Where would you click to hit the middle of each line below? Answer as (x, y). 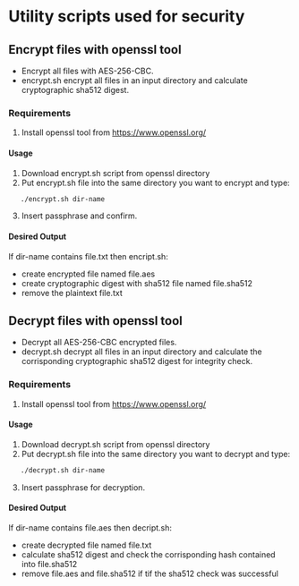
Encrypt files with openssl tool (95, 50)
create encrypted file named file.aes (88, 274)
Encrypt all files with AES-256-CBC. (87, 71)
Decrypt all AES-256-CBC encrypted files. (99, 343)
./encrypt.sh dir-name (62, 199)
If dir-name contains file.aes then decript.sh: (90, 527)
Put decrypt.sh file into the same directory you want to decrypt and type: (156, 454)
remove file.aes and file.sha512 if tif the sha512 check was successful (150, 573)
